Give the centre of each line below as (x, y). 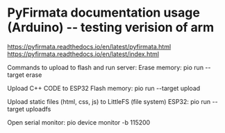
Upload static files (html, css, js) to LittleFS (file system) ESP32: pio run (109, 101)
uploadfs (38, 109)
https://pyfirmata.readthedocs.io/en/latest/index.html (83, 54)
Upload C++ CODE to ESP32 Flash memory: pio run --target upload (104, 88)
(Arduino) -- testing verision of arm (110, 27)
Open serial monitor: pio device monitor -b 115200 (79, 122)
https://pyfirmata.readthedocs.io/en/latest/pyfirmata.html (89, 46)
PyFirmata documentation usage (103, 13)
